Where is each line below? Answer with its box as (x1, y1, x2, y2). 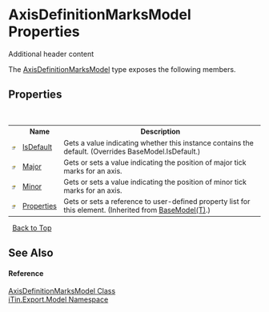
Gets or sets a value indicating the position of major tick (63, 158, 247, 167)
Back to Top (11, 222, 52, 233)
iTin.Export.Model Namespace (8, 294, 109, 305)
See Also (8, 246, 54, 260)
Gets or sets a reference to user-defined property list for (63, 197, 251, 206)
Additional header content (8, 49, 94, 58)
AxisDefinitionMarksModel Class (8, 286, 116, 296)
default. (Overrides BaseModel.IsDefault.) (63, 146, 201, 156)
